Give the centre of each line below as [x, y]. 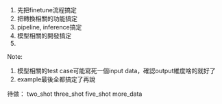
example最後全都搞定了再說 [56, 79]
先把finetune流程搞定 [47, 10]
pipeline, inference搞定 [49, 27]
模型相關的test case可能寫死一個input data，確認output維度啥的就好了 [116, 71]
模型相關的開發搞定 [44, 36]
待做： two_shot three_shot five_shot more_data [75, 94]
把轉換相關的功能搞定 [47, 18]
